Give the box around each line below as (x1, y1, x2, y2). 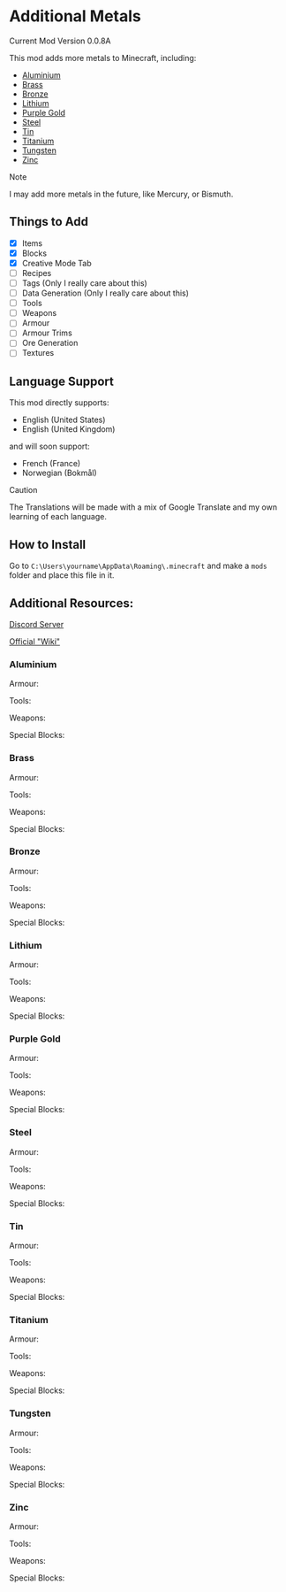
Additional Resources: (9, 596, 134, 611)
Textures (21, 348, 55, 358)
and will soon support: (9, 441, 90, 452)
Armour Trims (21, 327, 72, 338)
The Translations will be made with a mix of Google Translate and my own (9, 502, 278, 512)
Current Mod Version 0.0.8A (9, 35, 111, 46)
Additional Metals (9, 6, 141, 27)
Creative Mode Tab (21, 258, 93, 268)
